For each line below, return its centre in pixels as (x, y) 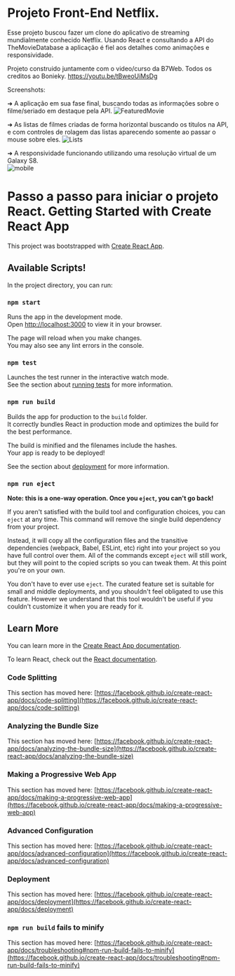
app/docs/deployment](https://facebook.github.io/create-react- (99, 902)
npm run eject (31, 483)
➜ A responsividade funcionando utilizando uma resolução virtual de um (112, 153)
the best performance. (40, 432)
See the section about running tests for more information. (90, 384)
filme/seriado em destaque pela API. (60, 111)
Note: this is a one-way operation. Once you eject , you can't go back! (110, 498)
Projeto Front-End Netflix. (83, 13)
